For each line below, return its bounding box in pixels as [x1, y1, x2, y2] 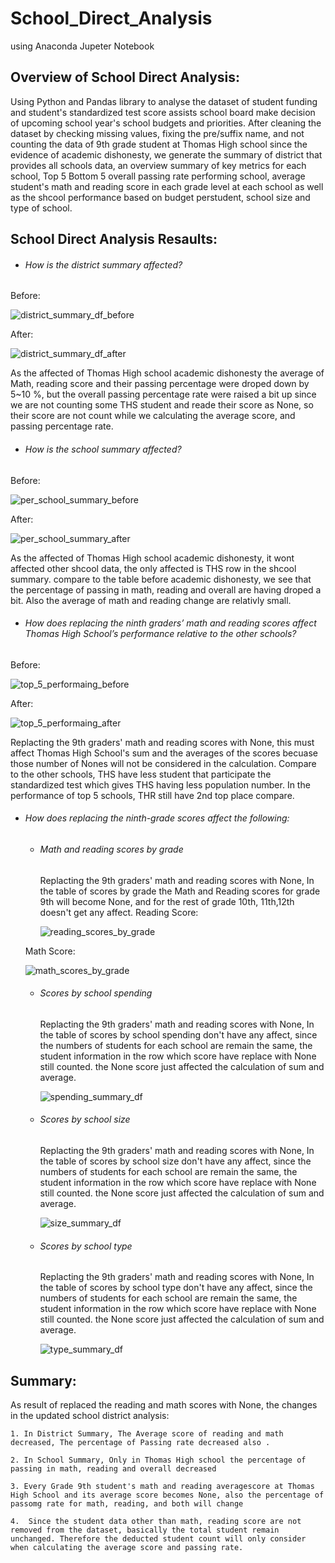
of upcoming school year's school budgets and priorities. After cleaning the [10, 117, 322, 129]
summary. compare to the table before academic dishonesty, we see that [10, 573, 312, 585]
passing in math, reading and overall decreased [10, 1463, 217, 1474]
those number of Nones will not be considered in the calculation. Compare [10, 757, 317, 769]
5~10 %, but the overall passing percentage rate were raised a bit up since [10, 388, 317, 401]
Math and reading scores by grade [39, 843, 184, 855]
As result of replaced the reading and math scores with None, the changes [10, 1398, 318, 1411]
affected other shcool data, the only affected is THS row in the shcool [10, 562, 297, 574]
